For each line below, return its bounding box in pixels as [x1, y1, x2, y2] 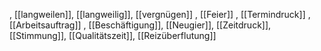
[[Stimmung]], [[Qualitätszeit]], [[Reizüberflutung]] [9, 30, 217, 41]
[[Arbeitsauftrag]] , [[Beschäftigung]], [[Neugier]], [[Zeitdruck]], [9, 19, 272, 31]
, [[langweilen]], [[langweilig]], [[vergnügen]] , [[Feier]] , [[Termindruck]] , [9, 9, 311, 20]
